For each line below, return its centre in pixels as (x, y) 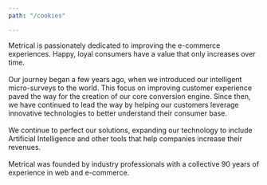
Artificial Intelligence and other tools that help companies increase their (126, 138)
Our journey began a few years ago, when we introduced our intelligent (125, 79)
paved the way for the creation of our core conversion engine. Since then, (130, 96)
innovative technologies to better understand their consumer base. (118, 113)
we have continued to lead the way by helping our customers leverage (124, 104)
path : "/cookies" (37, 16)
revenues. (25, 147)
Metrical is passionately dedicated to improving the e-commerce (114, 45)
